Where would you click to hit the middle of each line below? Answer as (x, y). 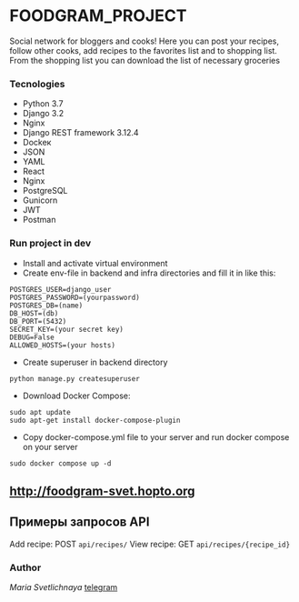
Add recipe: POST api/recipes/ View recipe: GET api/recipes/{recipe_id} (150, 544)
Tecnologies (37, 84)
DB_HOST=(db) (34, 313)
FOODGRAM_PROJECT (98, 16)
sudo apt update (40, 412)
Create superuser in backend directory (95, 362)
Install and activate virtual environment (95, 263)
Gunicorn (40, 200)
